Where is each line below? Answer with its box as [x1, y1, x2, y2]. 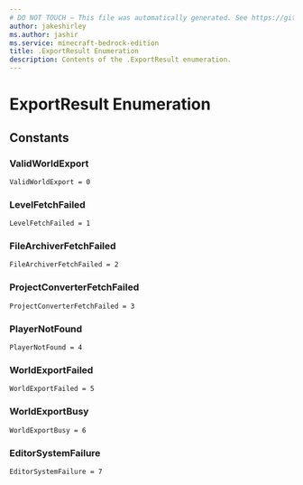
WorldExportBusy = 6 [9, 425, 87, 434]
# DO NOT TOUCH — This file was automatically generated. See [9, 13, 248, 23]
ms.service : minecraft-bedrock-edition [9, 38, 160, 48]
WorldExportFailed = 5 [9, 385, 95, 394]
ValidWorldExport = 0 [9, 177, 91, 186]
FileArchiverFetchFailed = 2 [9, 260, 119, 269]
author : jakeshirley [9, 22, 87, 31]
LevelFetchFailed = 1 [9, 219, 91, 229]
